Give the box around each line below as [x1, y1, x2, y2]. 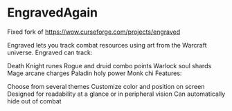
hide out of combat [7, 97, 62, 105]
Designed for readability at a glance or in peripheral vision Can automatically [7, 90, 226, 98]
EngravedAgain [7, 5, 98, 21]
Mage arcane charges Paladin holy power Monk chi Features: [7, 69, 182, 77]
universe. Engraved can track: [7, 48, 93, 57]
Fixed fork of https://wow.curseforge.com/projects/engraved [7, 28, 181, 36]
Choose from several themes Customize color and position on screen [7, 82, 205, 90]
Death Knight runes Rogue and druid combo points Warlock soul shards [7, 61, 212, 70]
